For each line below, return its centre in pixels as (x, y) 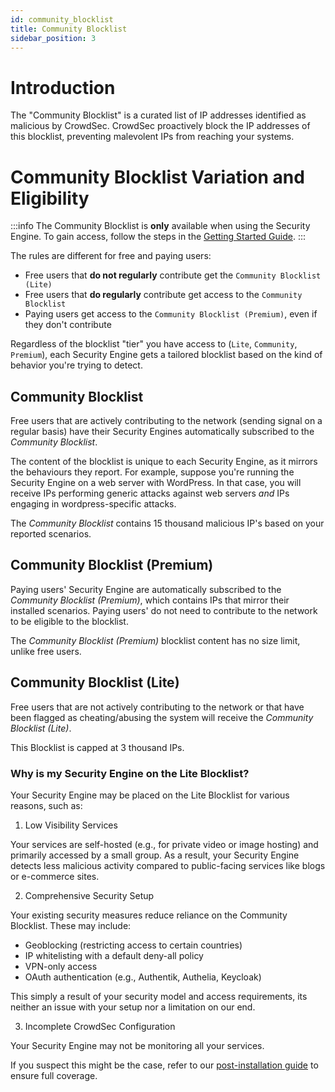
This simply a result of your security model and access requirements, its (159, 996)
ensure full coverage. (54, 1075)
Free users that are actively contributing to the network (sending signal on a (166, 421)
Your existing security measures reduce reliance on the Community (149, 915)
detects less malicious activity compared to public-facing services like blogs (168, 865)
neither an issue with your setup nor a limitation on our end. (133, 1007)
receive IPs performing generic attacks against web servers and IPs (150, 493)
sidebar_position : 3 (53, 38)
